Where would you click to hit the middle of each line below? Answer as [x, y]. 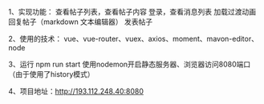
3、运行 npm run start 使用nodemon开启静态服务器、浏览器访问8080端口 [130, 64]
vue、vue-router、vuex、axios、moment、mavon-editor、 [161, 39]
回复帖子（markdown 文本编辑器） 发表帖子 [81, 22]
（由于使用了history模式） [51, 74]
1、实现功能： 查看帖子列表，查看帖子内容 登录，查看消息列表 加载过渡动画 [132, 12]
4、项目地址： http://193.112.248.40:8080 [76, 91]
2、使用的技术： [35, 39]
